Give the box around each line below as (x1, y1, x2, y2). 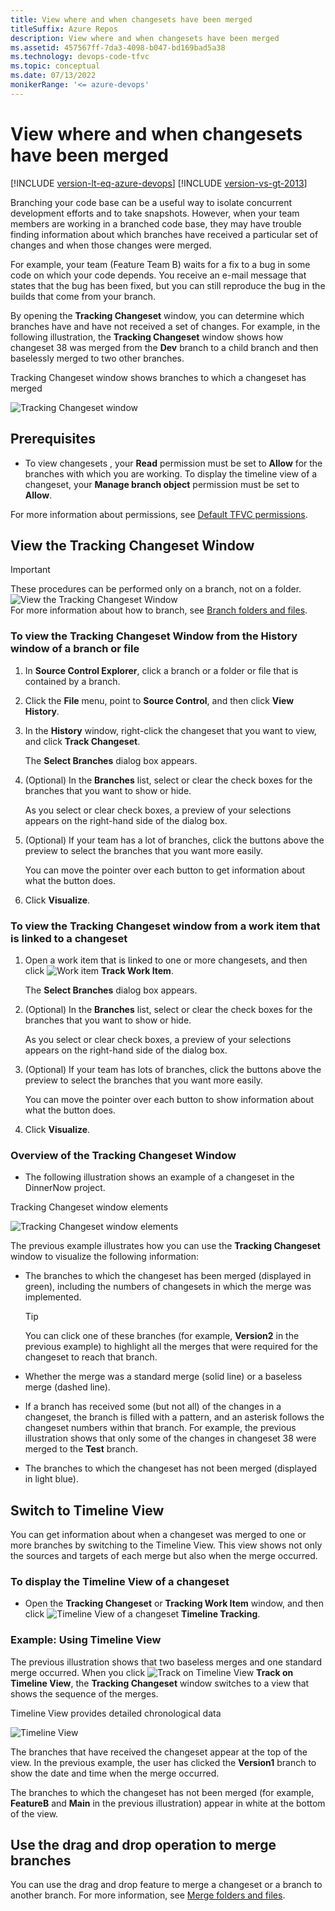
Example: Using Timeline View (10, 1633, 162, 1647)
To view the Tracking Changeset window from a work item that (10, 919, 321, 933)
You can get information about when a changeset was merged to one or (10, 1529, 307, 1541)
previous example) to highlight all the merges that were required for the (24, 1341, 319, 1353)
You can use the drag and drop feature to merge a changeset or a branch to (10, 1879, 323, 1891)
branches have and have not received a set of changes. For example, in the (10, 320, 321, 332)
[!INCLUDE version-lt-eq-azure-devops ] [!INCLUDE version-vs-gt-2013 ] (10, 177, 308, 189)
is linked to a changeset (10, 931, 128, 945)
